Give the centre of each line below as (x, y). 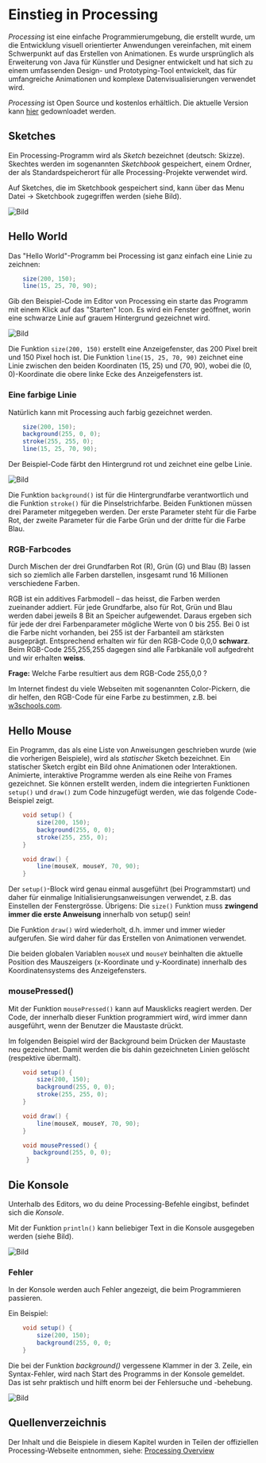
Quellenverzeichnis (58, 1423)
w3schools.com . (35, 706)
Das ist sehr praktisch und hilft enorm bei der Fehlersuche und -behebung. (130, 1382)
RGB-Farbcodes (40, 549)
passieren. (25, 1298)
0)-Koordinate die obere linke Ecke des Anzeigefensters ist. (106, 374)
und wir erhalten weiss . (47, 658)
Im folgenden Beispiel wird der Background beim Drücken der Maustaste (127, 1041)
